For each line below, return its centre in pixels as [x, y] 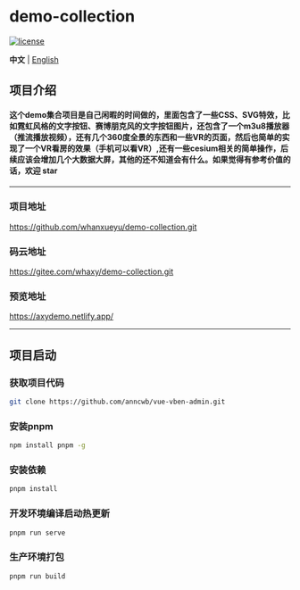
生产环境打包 [37, 557]
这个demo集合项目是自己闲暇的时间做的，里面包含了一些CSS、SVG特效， [146, 114]
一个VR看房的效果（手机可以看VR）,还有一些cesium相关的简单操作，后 [156, 148]
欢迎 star [41, 170]
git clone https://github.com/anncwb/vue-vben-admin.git [117, 402]
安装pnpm [31, 426]
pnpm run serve [37, 533]
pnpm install [33, 489]
